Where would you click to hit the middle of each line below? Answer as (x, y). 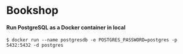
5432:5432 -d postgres (35, 46)
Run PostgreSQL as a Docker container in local (66, 27)
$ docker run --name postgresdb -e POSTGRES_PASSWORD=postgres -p (92, 40)
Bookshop (32, 10)
